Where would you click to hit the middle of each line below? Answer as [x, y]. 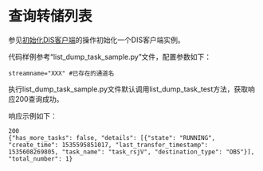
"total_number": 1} [41, 159]
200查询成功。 [39, 99]
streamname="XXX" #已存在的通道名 [61, 73]
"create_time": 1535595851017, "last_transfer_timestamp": [108, 145]
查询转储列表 [51, 16]
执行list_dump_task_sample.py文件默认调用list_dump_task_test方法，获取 [128, 89]
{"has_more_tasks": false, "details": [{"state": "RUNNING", [112, 138]
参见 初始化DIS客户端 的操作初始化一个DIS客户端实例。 [96, 40]
